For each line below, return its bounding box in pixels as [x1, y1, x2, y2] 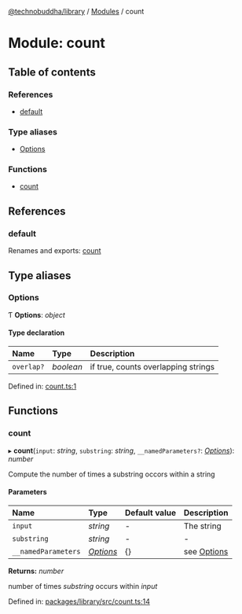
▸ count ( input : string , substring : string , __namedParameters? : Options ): [8, 446, 235, 455]
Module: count [8, 35, 106, 52]
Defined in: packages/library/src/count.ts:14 [8, 597, 151, 606]
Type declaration [8, 328, 65, 337]
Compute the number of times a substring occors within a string [8, 469, 215, 479]
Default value [124, 507, 177, 518]
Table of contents [8, 65, 96, 79]
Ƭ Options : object [8, 310, 65, 319]
